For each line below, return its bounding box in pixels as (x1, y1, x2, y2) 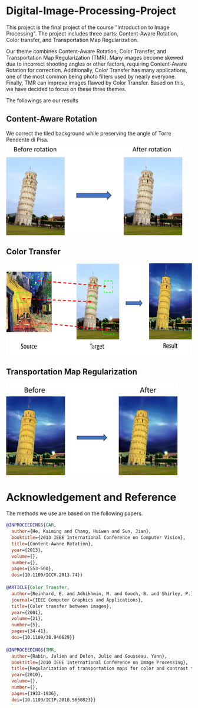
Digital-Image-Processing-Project (6, 4, 176, 18)
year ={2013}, (11, 547, 44, 553)
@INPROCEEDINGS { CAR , (6, 522, 57, 528)
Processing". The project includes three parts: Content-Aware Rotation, (6, 30, 179, 37)
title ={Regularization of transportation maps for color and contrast (11, 665, 189, 672)
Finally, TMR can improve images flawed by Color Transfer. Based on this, (6, 79, 186, 86)
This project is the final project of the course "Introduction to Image (6, 24, 170, 31)
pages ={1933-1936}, (11, 690, 60, 696)
